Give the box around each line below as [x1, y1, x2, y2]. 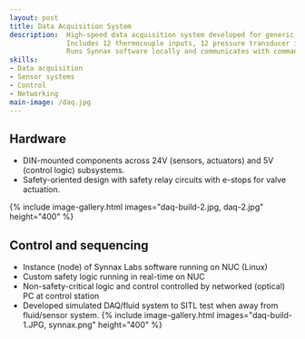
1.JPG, [22, 319, 47, 330]
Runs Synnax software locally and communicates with [66, 47, 271, 56]
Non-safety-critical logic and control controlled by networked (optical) [22, 281, 286, 291]
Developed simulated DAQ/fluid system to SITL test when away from [22, 300, 279, 311]
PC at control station [22, 291, 100, 301]
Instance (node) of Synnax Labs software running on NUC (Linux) [22, 262, 268, 272]
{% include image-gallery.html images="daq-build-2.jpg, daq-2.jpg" [9, 201, 264, 213]
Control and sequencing [9, 237, 149, 253]
